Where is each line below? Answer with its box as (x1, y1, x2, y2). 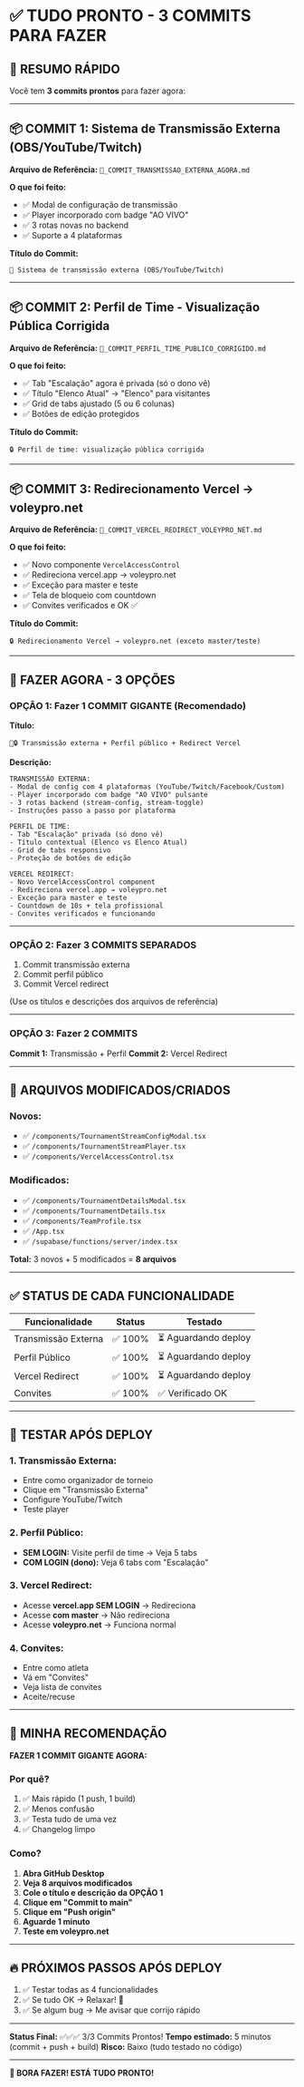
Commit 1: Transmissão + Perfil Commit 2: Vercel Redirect (9, 1048, 228, 1059)
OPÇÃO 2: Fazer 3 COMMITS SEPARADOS (9, 939, 197, 952)
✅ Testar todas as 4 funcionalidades (22, 1985, 158, 1995)
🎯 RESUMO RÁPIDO (9, 61, 120, 77)
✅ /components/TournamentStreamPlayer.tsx (22, 1141, 186, 1151)
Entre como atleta (22, 1663, 89, 1674)
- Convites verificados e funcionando (9, 909, 156, 918)
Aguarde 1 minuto (22, 1916, 90, 1927)
